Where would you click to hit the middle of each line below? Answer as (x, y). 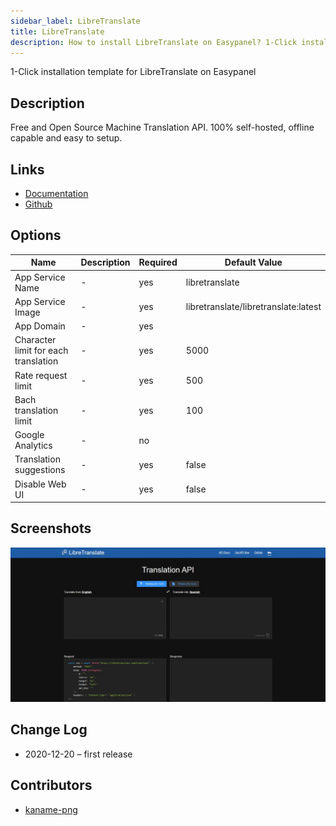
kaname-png (51, 809)
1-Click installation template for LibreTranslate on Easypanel (133, 72)
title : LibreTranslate (57, 31)
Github (38, 204)
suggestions (40, 470)
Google (29, 435)
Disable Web (40, 484)
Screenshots (51, 528)
